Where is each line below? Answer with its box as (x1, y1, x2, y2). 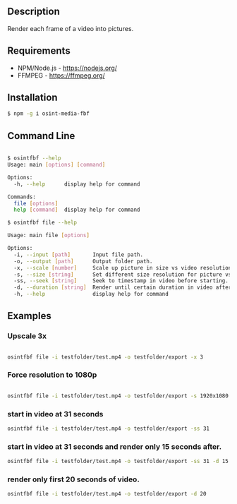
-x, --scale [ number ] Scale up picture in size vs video (13, 264, 197, 271)
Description (7, 6, 60, 18)
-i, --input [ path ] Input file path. (13, 251, 143, 258)
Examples (7, 310, 51, 322)
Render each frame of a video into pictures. (7, 24, 134, 32)
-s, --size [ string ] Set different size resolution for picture (13, 271, 222, 278)
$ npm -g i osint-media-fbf (7, 110, 90, 117)
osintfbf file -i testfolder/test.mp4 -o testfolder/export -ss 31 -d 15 (7, 458, 229, 465)
